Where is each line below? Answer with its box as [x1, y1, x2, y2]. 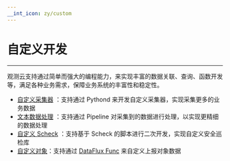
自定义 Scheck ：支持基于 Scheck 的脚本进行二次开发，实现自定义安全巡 [16, 129, 222, 138]
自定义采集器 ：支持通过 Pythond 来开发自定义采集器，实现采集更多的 [16, 95, 214, 103]
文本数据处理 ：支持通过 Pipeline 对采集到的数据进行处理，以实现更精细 [16, 112, 219, 121]
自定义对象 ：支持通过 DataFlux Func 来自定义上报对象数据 [16, 147, 181, 155]
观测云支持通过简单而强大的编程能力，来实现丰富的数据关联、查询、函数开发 [7, 72, 223, 80]
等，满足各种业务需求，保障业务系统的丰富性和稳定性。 [7, 80, 163, 89]
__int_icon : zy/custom [7, 10, 72, 17]
